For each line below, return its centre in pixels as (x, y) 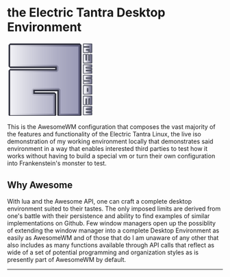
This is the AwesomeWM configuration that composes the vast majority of (111, 127)
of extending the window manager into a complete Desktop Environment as (113, 230)
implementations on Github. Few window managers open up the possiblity (112, 224)
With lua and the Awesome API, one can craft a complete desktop (100, 202)
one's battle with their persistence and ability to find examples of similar (108, 216)
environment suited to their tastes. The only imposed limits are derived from (114, 209)
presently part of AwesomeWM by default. (67, 260)
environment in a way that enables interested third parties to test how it (107, 149)
